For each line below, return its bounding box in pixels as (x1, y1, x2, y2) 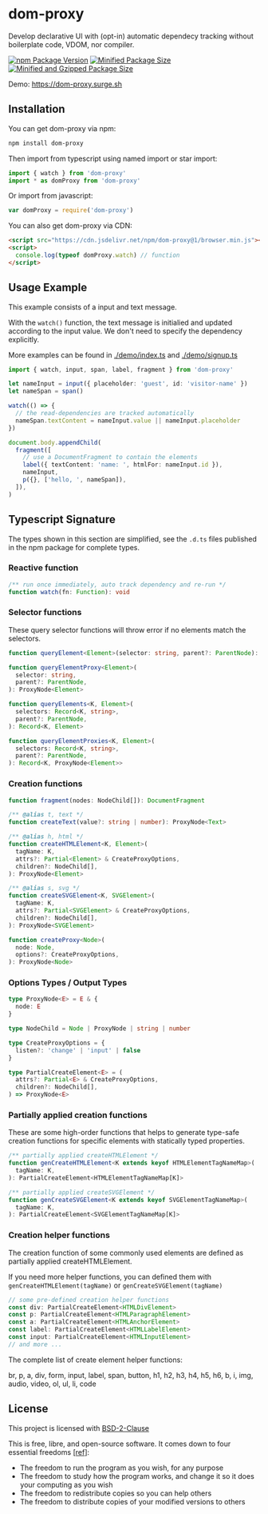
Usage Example (8, 281, 88, 294)
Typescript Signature (8, 513, 116, 526)
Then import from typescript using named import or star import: (8, 154, 218, 163)
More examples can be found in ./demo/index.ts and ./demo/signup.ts (8, 350, 238, 360)
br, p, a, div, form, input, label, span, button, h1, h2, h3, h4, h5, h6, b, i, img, (8, 1370, 254, 1380)
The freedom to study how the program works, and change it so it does (19, 1471, 255, 1480)
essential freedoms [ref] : (8, 1447, 90, 1456)
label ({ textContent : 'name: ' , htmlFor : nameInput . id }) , (22, 461, 223, 469)
